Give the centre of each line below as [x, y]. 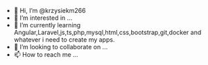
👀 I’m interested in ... [43, 18]
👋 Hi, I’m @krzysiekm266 [50, 11]
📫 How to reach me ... [46, 54]
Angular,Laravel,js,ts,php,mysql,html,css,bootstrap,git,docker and [107, 32]
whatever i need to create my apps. [64, 40]
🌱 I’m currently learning [47, 25]
